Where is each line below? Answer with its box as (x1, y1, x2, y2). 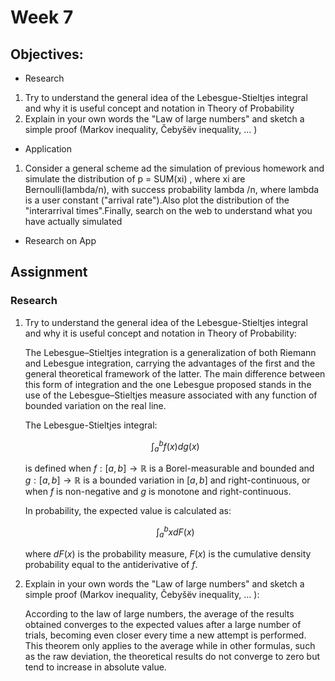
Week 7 (10, 6, 74, 29)
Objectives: (10, 46, 84, 63)
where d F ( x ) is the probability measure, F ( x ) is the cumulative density (24, 547, 312, 560)
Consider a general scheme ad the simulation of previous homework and (24, 162, 325, 174)
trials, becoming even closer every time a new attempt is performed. (24, 629, 307, 641)
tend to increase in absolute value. (24, 661, 167, 673)
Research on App (24, 235, 97, 246)
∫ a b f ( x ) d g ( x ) (151, 438, 200, 455)
